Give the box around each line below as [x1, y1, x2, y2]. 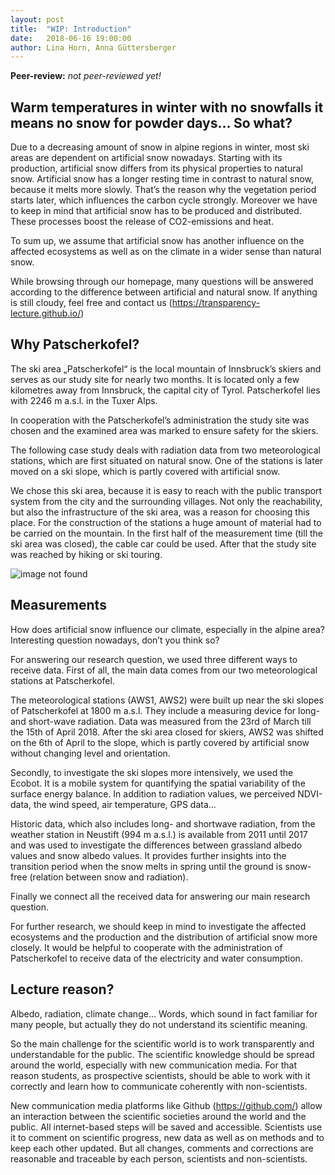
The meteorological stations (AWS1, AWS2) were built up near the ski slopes [10, 694, 324, 706]
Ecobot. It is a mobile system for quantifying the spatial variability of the [10, 777, 306, 789]
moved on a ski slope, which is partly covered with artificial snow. [10, 465, 281, 477]
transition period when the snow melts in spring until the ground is [10, 860, 283, 872]
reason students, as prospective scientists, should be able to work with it [10, 1069, 311, 1081]
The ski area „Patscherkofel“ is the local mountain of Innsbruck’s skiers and [10, 362, 322, 375]
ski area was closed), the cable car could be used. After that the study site [10, 537, 317, 550]
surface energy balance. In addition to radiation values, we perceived [10, 787, 296, 800]
